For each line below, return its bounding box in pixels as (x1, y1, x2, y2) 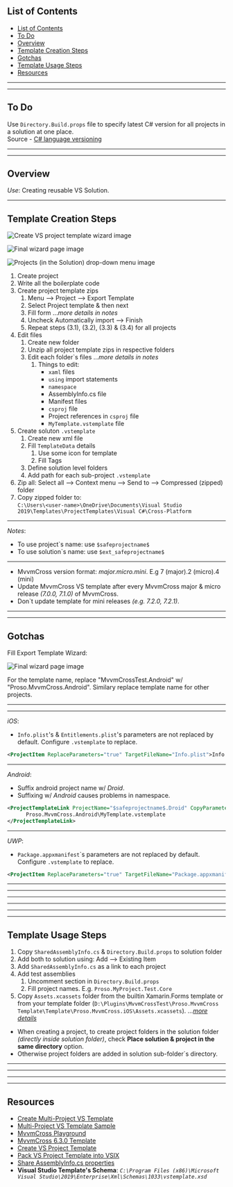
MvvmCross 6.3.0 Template (17, 1136, 96, 1145)
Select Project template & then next (27, 302, 129, 310)
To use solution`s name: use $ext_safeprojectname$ (17, 548, 165, 556)
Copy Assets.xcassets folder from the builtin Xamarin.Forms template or (17, 992, 224, 1000)
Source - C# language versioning (7, 135, 102, 143)
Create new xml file (27, 434, 83, 443)
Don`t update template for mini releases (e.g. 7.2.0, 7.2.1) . (17, 597, 180, 605)
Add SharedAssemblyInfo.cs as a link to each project (17, 963, 166, 971)
